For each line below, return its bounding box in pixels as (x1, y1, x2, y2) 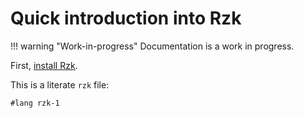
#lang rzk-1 (10, 98, 60, 108)
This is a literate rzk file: (10, 78, 110, 91)
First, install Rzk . (10, 59, 78, 71)
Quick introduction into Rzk (10, 7, 242, 30)
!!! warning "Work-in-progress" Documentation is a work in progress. (10, 40, 295, 52)
